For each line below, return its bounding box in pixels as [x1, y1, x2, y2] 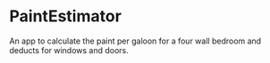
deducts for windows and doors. [9, 44, 130, 55]
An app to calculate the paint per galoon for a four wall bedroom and [9, 35, 262, 46]
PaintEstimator [9, 6, 122, 27]
